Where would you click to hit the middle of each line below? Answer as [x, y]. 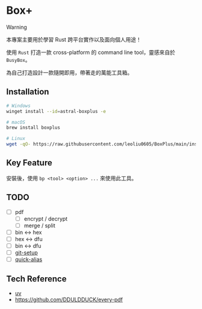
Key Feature [29, 163]
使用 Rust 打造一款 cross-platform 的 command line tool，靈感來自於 [91, 52]
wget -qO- [19, 144]
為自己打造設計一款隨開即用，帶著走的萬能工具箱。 [69, 72]
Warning [17, 27]
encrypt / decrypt [46, 219]
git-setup [26, 252]
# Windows [19, 106]
